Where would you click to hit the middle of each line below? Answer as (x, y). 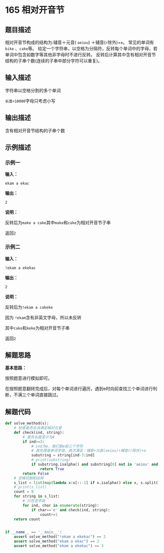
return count (27, 519)
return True (52, 469)
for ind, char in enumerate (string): (61, 505)
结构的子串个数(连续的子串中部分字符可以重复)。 (54, 61)
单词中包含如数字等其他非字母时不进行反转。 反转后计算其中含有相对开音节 (81, 55)
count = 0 (24, 492)
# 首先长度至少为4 (39, 437)
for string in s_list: (37, 496)
